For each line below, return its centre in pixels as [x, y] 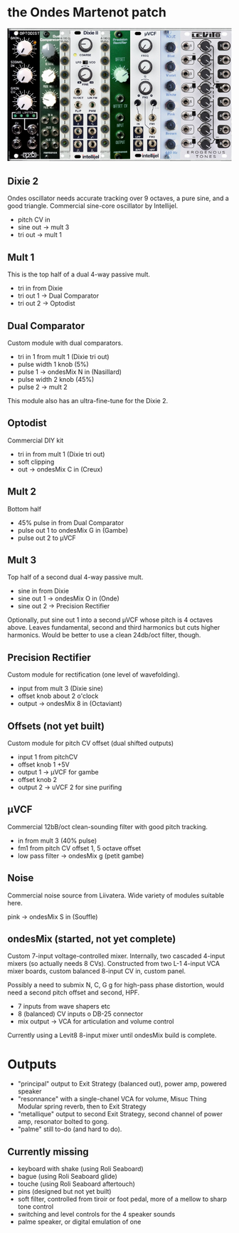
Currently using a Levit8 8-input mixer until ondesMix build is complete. [112, 1035]
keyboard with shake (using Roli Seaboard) [80, 1169]
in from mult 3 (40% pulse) [57, 841]
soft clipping [36, 462]
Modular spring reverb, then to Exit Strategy [82, 1107]
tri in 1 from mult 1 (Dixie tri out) [63, 356]
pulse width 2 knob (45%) [56, 379]
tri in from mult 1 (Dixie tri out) [61, 454]
